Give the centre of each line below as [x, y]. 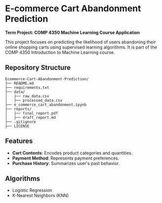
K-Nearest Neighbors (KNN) [40, 196]
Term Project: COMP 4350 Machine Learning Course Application [72, 32]
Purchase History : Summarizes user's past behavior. [66, 163]
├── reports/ [18, 109]
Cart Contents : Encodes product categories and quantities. [72, 153]
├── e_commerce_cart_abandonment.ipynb [46, 105]
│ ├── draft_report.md [30, 117]
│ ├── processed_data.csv [34, 100]
